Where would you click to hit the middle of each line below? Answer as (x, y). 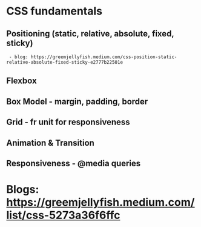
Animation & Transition (51, 143)
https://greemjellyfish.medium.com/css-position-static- (104, 57)
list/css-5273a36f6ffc (63, 215)
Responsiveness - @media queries (74, 163)
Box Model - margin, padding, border (77, 101)
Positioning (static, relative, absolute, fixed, (90, 34)
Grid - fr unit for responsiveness (68, 122)
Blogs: (23, 190)
